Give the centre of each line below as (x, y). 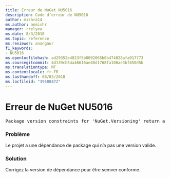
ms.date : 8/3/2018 (25, 34)
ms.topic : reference (27, 39)
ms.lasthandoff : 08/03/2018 (35, 77)
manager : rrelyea (24, 29)
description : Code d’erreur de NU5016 (47, 15)
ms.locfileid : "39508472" (33, 82)
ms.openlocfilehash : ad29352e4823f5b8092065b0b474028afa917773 (74, 58)
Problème (18, 134)
